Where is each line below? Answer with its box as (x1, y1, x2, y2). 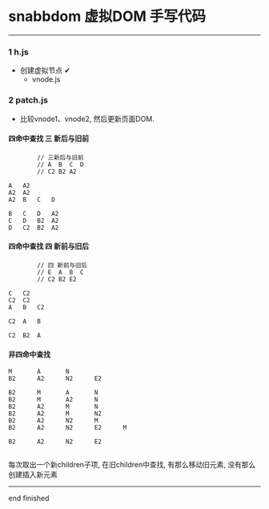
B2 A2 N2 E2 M (8, 424, 127, 432)
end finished (8, 494, 50, 503)
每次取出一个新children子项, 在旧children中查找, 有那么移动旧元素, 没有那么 (8, 460, 256, 470)
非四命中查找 (8, 349, 50, 359)
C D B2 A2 (8, 216, 59, 224)
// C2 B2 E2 (37, 275, 78, 283)
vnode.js (31, 75, 61, 84)
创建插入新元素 (8, 470, 58, 479)
